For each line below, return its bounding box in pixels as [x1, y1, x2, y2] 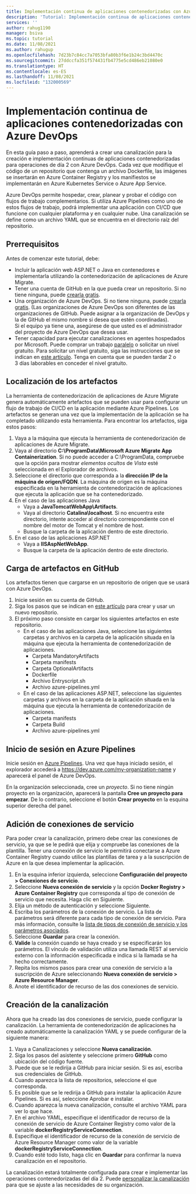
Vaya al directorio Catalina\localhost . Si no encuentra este [23, 509, 164, 516]
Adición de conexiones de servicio [6, 819, 134, 829]
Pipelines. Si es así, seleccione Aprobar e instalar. [14, 1095, 134, 1102]
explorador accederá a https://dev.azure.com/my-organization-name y [6, 766, 176, 773]
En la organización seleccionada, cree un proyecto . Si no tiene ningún [6, 784, 174, 791]
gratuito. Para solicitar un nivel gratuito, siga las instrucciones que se [14, 347, 181, 354]
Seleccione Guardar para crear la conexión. [14, 933, 120, 940]
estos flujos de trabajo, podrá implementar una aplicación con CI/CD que [6, 203, 181, 211]
